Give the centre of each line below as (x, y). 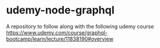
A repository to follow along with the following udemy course (80, 26)
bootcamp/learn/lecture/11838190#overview (60, 39)
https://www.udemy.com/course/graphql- (57, 32)
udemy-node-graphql (61, 10)
